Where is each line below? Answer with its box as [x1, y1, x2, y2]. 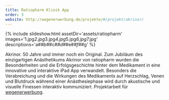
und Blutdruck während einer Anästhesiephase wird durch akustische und [5, 78, 160, 84]
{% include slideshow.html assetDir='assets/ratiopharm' [5, 31, 123, 37]
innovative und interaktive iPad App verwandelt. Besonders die [5, 68, 137, 74]
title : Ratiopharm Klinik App [5, 7, 70, 13]
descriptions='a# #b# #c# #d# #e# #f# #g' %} [5, 42, 96, 48]
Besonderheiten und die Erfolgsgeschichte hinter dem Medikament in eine [5, 62, 161, 69]
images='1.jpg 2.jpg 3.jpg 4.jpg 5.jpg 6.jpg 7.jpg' [5, 36, 98, 42]
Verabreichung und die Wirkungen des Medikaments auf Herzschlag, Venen [5, 73, 164, 79]
